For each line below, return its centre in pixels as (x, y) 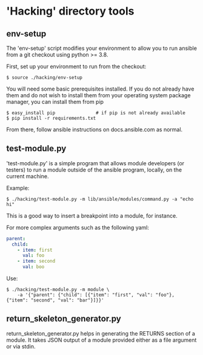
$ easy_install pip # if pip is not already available (96, 113)
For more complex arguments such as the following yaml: (78, 227)
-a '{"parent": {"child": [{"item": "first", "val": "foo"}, (96, 295)
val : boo (33, 267)
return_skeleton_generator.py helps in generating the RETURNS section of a (101, 333)
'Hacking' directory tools (70, 11)
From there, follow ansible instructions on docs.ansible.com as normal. (95, 129)
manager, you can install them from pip (55, 102)
